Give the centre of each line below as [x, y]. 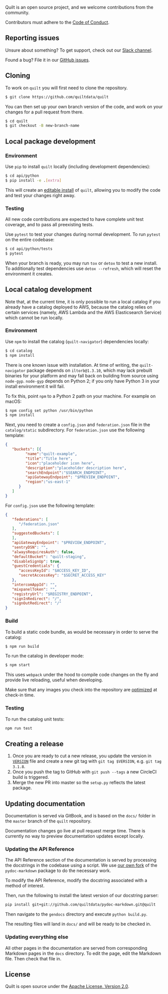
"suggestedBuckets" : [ [35, 533]
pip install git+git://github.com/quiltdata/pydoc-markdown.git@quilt [80, 905]
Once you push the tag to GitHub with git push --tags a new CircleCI [85, 772]
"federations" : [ [30, 519]
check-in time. [20, 695]
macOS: [13, 401]
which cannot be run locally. [34, 318]
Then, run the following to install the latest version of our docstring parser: [82, 896]
